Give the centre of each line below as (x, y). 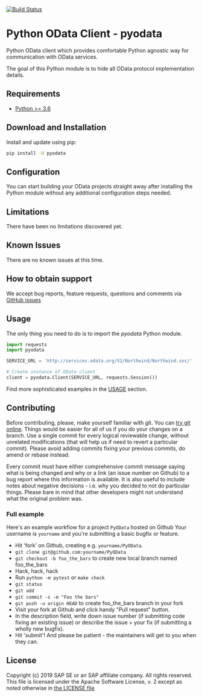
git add (24, 591)
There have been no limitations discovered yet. (65, 226)
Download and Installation (56, 128)
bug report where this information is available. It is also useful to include (96, 479)
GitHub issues (24, 300)
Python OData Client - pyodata (84, 34)
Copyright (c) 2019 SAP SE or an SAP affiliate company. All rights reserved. (99, 675)
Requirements (33, 94)
